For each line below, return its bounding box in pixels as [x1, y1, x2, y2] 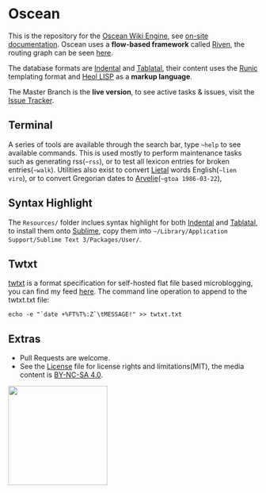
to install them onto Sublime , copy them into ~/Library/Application [8, 225, 228, 235]
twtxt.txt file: [8, 295, 50, 305]
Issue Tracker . [8, 95, 55, 105]
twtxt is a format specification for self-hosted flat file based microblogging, [8, 279, 253, 288]
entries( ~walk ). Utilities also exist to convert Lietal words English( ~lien [8, 164, 237, 175]
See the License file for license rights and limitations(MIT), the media [19, 362, 245, 372]
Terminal [8, 118, 53, 132]
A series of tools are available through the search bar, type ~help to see [8, 140, 241, 149]
